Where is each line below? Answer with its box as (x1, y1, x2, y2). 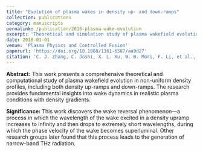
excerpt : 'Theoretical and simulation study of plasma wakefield (6, 31, 174, 37)
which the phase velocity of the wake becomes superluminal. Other (6, 127, 174, 134)
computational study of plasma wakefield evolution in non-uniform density (6, 77, 192, 84)
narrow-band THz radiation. (6, 139, 76, 147)
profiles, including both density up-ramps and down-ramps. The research (6, 83, 190, 90)
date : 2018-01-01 (6, 37, 50, 43)
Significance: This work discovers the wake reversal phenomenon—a (6, 107, 180, 115)
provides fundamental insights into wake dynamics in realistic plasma (6, 89, 179, 97)
